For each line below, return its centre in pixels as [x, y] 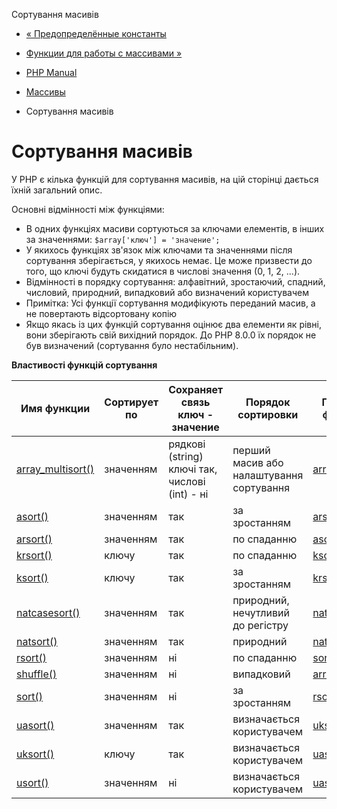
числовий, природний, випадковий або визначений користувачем [167, 292]
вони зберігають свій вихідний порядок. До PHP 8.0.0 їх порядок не [171, 335]
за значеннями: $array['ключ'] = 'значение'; [123, 239]
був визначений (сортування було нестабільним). [132, 345]
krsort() [34, 555]
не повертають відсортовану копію [101, 313]
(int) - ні [188, 494]
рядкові [187, 444]
